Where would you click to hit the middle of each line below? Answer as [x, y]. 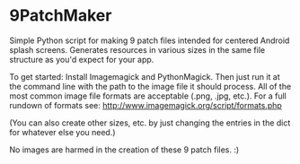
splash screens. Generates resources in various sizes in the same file [137, 49]
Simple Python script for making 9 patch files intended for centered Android [150, 40]
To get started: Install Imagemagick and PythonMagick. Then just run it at [145, 76]
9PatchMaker [61, 16]
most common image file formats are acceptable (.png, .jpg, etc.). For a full [148, 96]
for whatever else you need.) [62, 132]
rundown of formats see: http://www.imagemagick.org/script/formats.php [146, 105]
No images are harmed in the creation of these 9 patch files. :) [124, 150]
